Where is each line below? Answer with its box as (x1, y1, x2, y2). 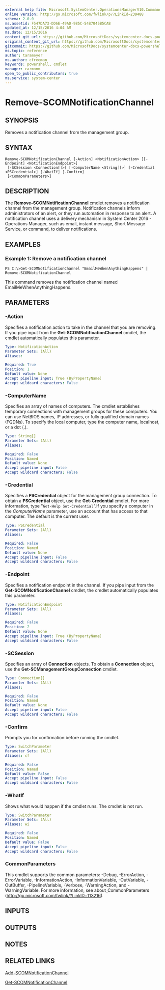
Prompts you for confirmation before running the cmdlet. (5, 735, 120, 741)
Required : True (5, 362, 36, 367)
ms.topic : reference (5, 48, 48, 53)
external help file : (5, 7, 48, 12)
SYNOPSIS (5, 116, 39, 125)
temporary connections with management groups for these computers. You (5, 408, 158, 415)
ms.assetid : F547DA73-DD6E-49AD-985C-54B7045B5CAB (5, 21, 111, 26)
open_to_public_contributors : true (5, 71, 78, 76)
